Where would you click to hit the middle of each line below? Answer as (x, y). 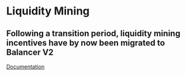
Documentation (25, 67)
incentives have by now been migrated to (86, 43)
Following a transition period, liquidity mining (93, 33)
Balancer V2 (30, 52)
